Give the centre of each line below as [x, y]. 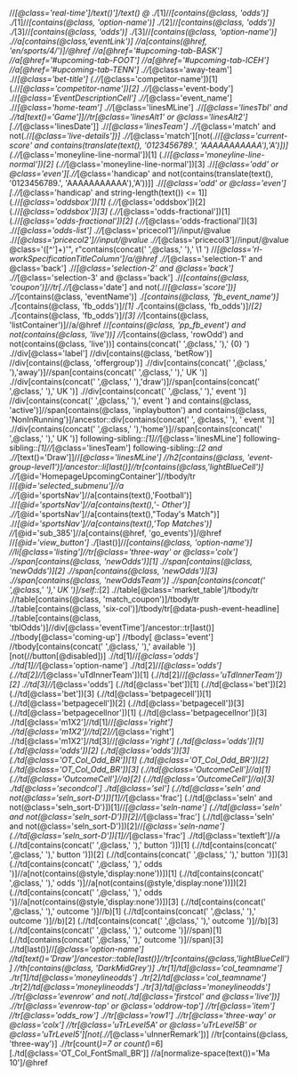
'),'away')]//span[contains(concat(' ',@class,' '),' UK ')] [109, 372]
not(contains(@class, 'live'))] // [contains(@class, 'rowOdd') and [126, 334]
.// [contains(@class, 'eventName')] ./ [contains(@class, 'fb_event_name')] [144, 296]
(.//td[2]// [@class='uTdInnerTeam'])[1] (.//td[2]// [97, 675]
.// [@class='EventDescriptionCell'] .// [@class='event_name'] [121, 98]
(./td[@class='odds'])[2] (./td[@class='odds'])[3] [99, 750]
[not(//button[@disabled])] [58, 656]
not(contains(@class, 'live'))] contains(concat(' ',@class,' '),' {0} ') [130, 344]
